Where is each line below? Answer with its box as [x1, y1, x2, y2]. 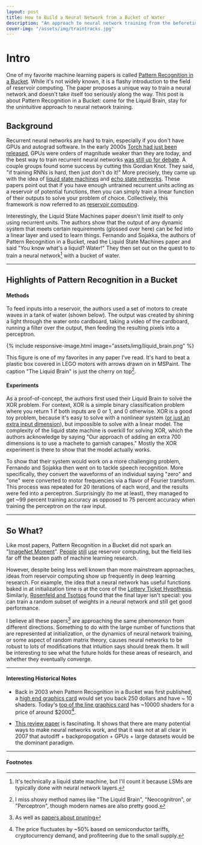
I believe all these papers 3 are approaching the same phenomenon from [6, 616, 185, 624]
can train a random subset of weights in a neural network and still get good [6, 598, 192, 605]
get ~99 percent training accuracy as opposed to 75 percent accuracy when [6, 496, 195, 503]
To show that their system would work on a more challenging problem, [6, 458, 181, 465]
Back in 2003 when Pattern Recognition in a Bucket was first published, [14, 688, 192, 695]
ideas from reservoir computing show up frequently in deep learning [6, 572, 176, 580]
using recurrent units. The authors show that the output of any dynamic [6, 219, 183, 226]
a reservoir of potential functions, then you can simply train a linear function [6, 188, 194, 195]
